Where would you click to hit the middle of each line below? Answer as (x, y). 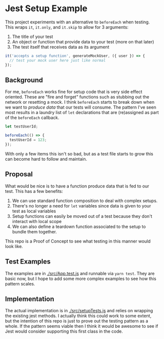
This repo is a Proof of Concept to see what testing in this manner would (78, 241)
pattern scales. (20, 283)
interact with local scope (37, 221)
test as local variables (34, 211)
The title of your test (32, 37)
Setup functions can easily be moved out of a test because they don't (82, 216)
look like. (14, 246)
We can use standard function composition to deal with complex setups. (85, 201)
